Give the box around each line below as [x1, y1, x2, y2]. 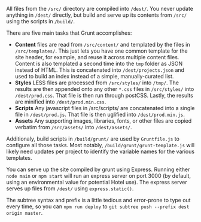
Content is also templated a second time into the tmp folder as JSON [14, 60, 183, 67]
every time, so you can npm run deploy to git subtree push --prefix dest [6, 203, 190, 210]
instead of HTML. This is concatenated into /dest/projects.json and [14, 66, 184, 74]
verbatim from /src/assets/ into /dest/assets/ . [14, 124, 133, 130]
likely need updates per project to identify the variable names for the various [6, 148, 195, 155]
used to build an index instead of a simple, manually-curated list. [14, 73, 174, 80]
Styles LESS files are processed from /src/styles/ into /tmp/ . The [14, 79, 179, 86]
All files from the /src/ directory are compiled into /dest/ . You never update [6, 5, 193, 12]
